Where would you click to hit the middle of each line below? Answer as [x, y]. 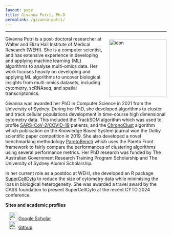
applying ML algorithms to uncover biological [53, 77]
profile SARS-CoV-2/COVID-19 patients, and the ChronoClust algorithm [80, 125]
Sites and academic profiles [36, 205]
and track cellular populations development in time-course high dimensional [85, 114]
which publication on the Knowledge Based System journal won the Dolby [83, 131]
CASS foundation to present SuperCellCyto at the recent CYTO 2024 [78, 190]
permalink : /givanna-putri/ [35, 19]
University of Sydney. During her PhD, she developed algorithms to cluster [84, 109]
